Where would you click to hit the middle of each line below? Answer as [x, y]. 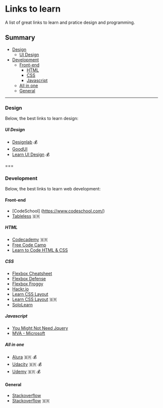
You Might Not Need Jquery [40, 328]
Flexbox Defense [29, 279]
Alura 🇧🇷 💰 [24, 357]
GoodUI [20, 149]
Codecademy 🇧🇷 [30, 239]
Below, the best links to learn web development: [53, 189]
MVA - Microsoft [28, 333]
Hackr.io [20, 289]
